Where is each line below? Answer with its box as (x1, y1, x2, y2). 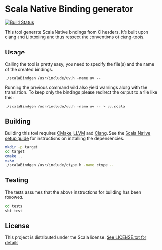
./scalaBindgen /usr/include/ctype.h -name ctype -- (5, 163, 114, 168)
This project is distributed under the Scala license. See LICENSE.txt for (5, 234, 147, 240)
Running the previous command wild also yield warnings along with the (5, 84, 148, 90)
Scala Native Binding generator (5, 3, 134, 15)
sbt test (5, 208, 23, 213)
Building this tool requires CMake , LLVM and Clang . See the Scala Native (5, 130, 151, 136)
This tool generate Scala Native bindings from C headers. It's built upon (5, 29, 148, 35)
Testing (5, 176, 29, 184)
